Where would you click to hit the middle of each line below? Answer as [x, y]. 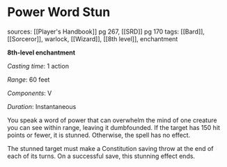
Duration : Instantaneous [42, 106]
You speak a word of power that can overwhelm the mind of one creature [112, 120]
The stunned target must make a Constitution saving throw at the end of [110, 148]
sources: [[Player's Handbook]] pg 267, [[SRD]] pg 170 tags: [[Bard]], [106, 31]
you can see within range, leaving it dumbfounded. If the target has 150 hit [114, 127]
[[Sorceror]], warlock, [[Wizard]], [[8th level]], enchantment [93, 38]
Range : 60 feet [29, 79]
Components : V [30, 93]
